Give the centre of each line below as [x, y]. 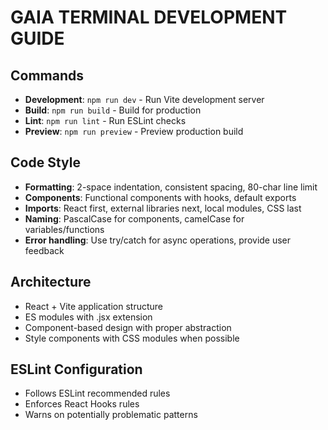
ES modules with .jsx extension [88, 317]
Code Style [45, 162]
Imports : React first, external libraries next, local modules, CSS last [163, 208]
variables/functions [64, 229]
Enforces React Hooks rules [82, 404]
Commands [47, 75]
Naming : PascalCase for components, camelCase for [134, 218]
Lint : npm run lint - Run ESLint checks [105, 120]
